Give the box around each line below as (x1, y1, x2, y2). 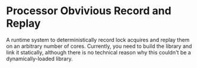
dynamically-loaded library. (6, 55, 73, 62)
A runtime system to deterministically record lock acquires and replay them (6, 36, 190, 43)
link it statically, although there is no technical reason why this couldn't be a (6, 48, 191, 56)
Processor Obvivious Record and (6, 4, 171, 18)
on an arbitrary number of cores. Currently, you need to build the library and (6, 43, 192, 50)
